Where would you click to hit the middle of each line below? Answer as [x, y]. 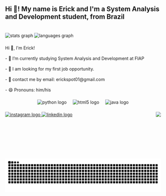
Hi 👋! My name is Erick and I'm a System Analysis [82, 9]
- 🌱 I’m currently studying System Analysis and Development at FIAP [75, 59]
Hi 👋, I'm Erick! [20, 48]
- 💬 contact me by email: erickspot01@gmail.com [55, 79]
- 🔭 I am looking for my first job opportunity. [50, 69]
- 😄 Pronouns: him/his [28, 90]
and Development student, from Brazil [65, 17]
